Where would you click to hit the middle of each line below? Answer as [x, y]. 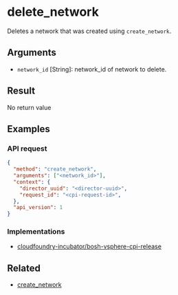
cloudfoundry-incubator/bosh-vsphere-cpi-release [89, 247]
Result [21, 91]
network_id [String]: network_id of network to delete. [92, 69]
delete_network [53, 12]
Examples [29, 129]
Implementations [36, 232]
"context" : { [32, 182]
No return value [29, 107]
